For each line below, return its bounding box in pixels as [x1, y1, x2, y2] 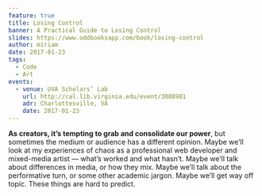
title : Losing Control [8, 19, 83, 27]
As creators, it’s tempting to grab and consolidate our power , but [8, 129, 226, 138]
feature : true [8, 11, 56, 20]
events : [8, 77, 34, 85]
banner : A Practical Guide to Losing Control [8, 26, 161, 34]
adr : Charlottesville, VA [22, 100, 109, 107]
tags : [8, 56, 26, 64]
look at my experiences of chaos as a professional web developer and [8, 145, 237, 155]
